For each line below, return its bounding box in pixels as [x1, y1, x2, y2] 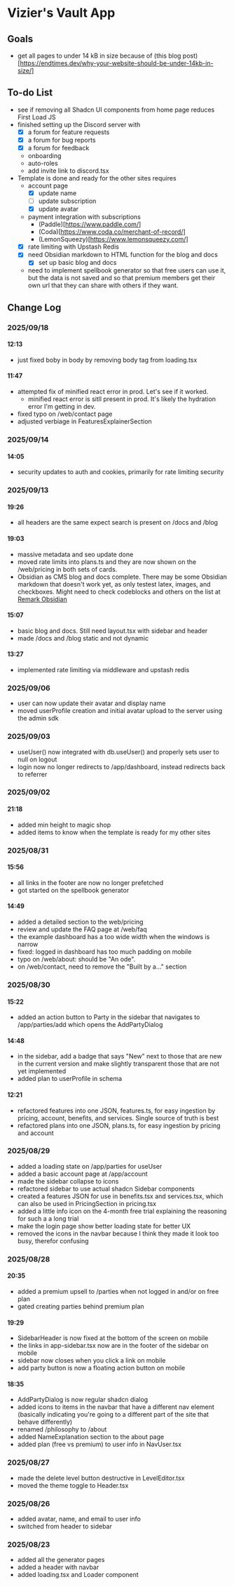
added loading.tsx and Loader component [17, 1571, 139, 1579]
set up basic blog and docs [38, 258, 117, 267]
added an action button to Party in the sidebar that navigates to [17, 1013, 200, 1021]
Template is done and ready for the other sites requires [17, 174, 177, 182]
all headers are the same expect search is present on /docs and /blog [17, 518, 219, 527]
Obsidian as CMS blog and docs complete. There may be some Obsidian [17, 572, 228, 581]
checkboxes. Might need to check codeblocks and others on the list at [17, 587, 221, 596]
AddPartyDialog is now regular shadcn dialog [17, 1396, 149, 1404]
